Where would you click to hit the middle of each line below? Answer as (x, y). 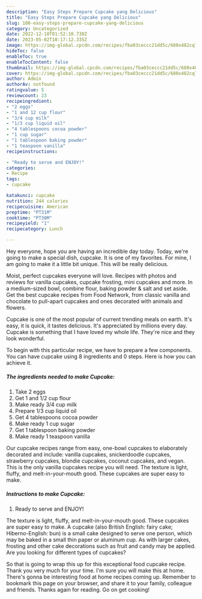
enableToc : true (26, 56)
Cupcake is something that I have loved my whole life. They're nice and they (101, 332)
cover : (14, 73)
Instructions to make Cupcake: (46, 494)
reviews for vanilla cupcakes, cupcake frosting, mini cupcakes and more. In (99, 282)
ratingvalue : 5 (25, 90)
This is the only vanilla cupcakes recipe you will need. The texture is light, (97, 467)
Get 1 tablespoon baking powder (55, 430)
